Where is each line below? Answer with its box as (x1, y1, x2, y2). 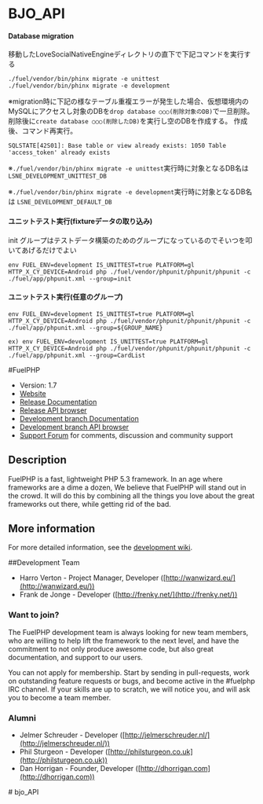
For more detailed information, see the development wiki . (8, 543, 193, 553)
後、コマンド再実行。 (8, 127, 77, 136)
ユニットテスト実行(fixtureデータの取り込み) (8, 216, 153, 226)
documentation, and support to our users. (8, 652, 144, 662)
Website (19, 388, 47, 398)
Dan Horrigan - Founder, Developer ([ (19, 764, 141, 773)
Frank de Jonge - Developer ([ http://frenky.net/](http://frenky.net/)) (19, 590, 238, 600)
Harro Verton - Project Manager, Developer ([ (19, 573, 166, 582)
